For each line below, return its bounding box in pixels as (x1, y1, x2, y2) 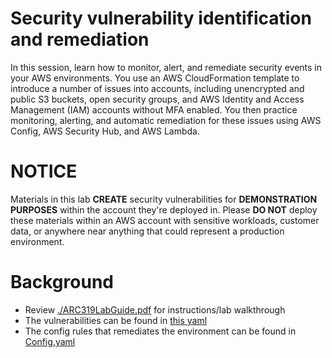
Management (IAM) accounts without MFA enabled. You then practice (10, 103, 298, 116)
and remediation (10, 28, 150, 51)
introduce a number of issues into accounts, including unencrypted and (10, 82, 305, 94)
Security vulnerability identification (10, 7, 312, 30)
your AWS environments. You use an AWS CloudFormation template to (10, 72, 300, 84)
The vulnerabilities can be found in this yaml (24, 314, 208, 326)
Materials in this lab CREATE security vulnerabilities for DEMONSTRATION (10, 193, 318, 205)
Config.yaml (24, 335, 76, 347)
